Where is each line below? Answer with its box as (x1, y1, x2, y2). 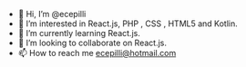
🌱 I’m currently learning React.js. (17, 28, 141, 38)
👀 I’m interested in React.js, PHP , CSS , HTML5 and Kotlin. (17, 18, 239, 29)
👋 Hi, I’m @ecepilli (17, 9, 87, 19)
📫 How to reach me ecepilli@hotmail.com (17, 48, 177, 58)
